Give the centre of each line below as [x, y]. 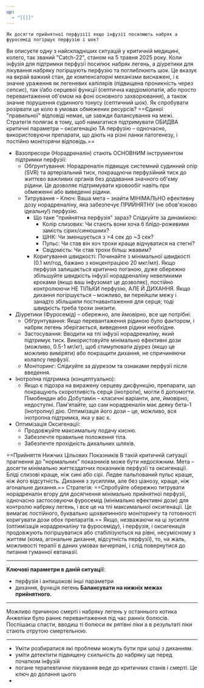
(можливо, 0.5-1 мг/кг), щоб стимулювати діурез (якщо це [100, 346]
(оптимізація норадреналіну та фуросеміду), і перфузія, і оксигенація [96, 526]
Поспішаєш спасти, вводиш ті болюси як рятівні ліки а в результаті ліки [99, 624]
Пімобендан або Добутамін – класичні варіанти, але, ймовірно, [107, 398]
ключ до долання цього [46, 674]
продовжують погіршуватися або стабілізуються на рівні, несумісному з [101, 533]
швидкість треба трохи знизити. [75, 308]
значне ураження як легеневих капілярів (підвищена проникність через [100, 83]
